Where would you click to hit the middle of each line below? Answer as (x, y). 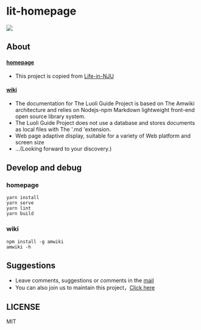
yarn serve (20, 203)
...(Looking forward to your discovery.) (63, 149)
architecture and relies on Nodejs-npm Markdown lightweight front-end (105, 110)
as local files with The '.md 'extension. (63, 129)
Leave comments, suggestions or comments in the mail (84, 280)
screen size (30, 142)
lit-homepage (41, 11)
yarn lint (19, 208)
